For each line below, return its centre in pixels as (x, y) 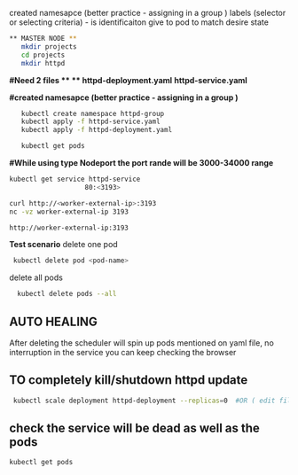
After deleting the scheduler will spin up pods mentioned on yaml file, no (142, 343)
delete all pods (36, 277)
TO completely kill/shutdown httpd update (129, 380)
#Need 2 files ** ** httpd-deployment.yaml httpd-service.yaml (129, 80)
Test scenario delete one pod (63, 245)
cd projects (43, 55)
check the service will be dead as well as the (134, 428)
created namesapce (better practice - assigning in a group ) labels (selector (148, 13)
